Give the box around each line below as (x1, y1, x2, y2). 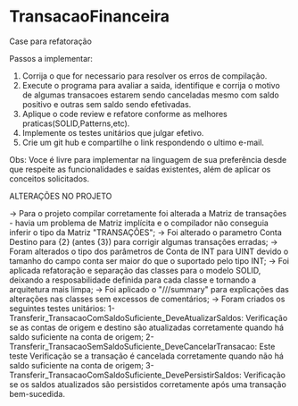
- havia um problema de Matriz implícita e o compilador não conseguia (9, 217, 269, 228)
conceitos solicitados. (9, 173, 90, 184)
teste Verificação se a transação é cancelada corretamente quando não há (9, 351, 284, 361)
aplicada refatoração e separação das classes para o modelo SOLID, (9, 265, 261, 275)
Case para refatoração (9, 36, 92, 47)
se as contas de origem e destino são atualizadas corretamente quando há (9, 322, 284, 333)
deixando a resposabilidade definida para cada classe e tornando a (9, 275, 257, 285)
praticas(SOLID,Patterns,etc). (21, 118, 130, 129)
